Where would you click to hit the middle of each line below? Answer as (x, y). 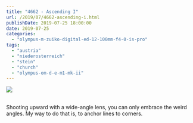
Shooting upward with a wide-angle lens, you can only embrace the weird (97, 107)
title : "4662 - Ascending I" (42, 12)
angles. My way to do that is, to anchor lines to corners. (74, 113)
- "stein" (24, 61)
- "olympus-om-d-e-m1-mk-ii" (48, 73)
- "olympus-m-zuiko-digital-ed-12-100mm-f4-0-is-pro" (80, 39)
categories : (21, 34)
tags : (13, 45)
